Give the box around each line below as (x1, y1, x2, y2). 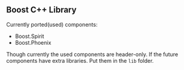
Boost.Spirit (14, 33, 45, 40)
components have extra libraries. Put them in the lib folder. (6, 57, 154, 64)
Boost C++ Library (6, 5, 77, 15)
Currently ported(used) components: (6, 21, 98, 28)
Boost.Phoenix (14, 39, 51, 46)
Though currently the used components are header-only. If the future (6, 51, 179, 58)
